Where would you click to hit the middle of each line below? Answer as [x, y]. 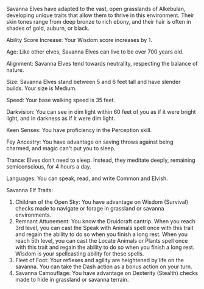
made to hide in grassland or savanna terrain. [72, 280]
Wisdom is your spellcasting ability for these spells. [79, 254]
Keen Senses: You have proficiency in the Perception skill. [79, 130]
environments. [33, 215]
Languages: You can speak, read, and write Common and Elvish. [87, 178]
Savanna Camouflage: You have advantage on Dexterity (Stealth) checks [107, 273]
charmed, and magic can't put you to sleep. [61, 148]
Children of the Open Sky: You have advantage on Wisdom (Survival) [102, 202]
